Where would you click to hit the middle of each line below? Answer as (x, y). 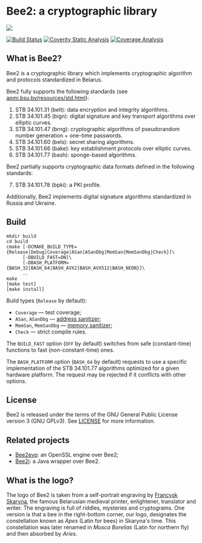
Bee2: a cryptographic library (82, 11)
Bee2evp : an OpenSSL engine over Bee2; (67, 455)
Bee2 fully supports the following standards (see (67, 91)
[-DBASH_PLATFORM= (45, 262)
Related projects (38, 440)
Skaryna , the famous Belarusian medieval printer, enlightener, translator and (101, 501)
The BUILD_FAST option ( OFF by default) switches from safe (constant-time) (99, 343)
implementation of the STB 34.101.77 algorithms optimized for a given (93, 368)
